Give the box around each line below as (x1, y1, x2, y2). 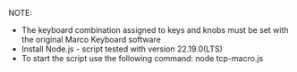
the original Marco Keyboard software (21, 35, 162, 44)
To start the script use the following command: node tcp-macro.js (21, 53, 264, 63)
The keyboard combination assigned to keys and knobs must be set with (21, 25, 289, 35)
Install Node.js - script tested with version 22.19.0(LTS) (21, 44, 223, 54)
